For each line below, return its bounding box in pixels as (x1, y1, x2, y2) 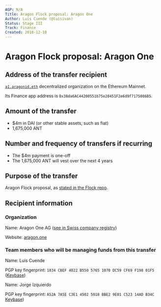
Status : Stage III (5, 21, 43, 26)
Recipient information (5, 199, 73, 207)
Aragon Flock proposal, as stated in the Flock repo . (5, 185, 108, 191)
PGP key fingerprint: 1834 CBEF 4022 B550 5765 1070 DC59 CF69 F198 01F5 (5, 267, 155, 273)
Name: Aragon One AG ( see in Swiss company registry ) (5, 225, 117, 231)
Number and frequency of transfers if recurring (5, 140, 153, 148)
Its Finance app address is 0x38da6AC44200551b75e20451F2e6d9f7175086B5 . (5, 93, 153, 98)
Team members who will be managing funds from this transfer (5, 247, 156, 254)
